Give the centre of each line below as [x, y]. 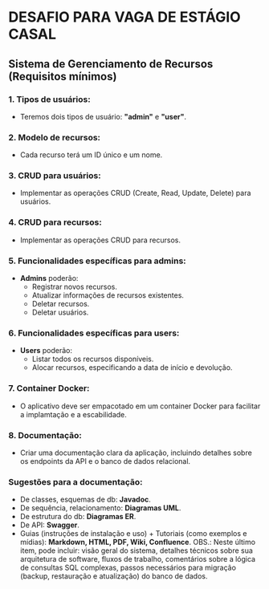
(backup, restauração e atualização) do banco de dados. [114, 576]
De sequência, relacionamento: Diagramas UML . [100, 508]
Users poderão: [46, 351]
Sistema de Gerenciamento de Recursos [111, 64]
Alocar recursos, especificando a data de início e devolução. [132, 368]
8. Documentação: [45, 435]
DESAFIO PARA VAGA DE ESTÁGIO [124, 17]
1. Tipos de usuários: [49, 99]
